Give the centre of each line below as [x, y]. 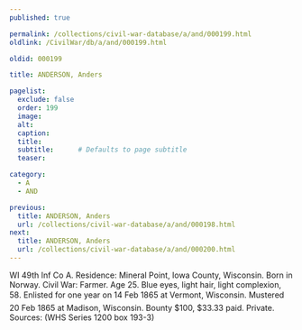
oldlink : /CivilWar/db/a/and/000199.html [88, 42]
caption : [34, 133]
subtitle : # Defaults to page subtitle [102, 150]
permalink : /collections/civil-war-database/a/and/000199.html [131, 34]
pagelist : [28, 91]
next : [19, 233]
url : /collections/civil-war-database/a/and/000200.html [127, 250]
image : [30, 116]
